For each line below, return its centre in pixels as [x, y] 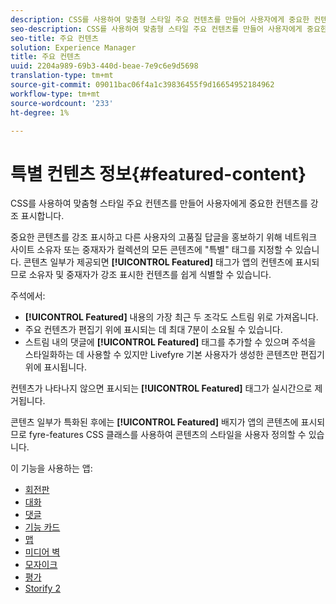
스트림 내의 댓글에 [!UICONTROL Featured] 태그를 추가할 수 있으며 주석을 [170, 342]
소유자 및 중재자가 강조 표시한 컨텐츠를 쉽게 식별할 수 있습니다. [150, 275]
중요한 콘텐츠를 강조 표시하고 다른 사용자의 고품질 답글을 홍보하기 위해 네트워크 [164, 237]
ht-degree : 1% [40, 112]
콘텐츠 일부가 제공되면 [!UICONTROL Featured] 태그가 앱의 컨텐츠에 [158, 262]
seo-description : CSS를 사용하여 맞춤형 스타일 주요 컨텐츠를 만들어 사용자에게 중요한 [169, 29]
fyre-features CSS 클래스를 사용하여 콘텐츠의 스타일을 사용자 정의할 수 [167, 435]
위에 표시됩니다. [55, 367]
